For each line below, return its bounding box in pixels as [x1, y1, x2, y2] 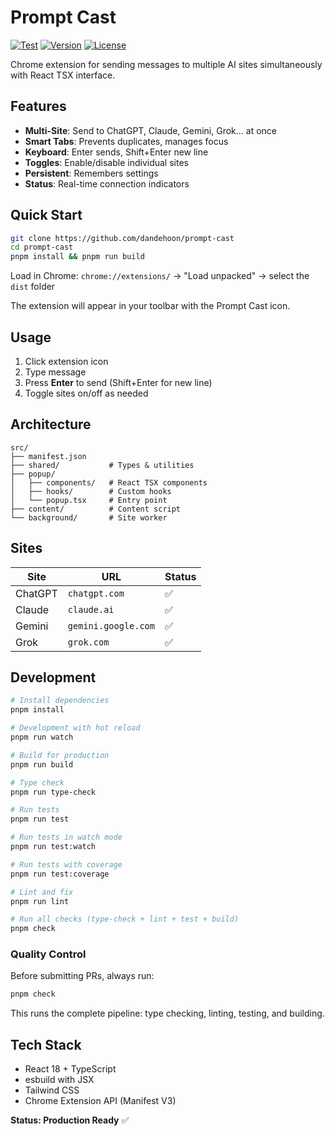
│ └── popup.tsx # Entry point [10, 495, 168, 505]
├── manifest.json [10, 451, 87, 461]
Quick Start [10, 207, 83, 224]
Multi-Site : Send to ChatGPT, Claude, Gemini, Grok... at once [24, 124, 278, 136]
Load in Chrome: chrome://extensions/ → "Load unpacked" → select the [10, 270, 310, 282]
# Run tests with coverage [10, 859, 123, 870]
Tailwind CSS [24, 1084, 80, 1096]
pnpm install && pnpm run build [10, 252, 145, 262]
